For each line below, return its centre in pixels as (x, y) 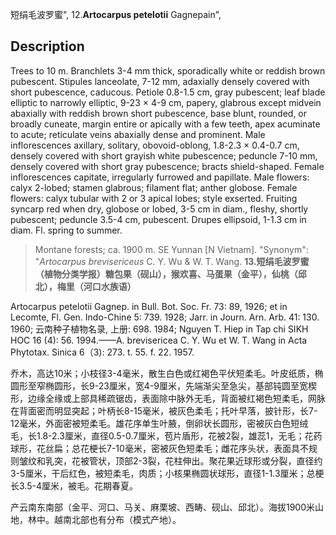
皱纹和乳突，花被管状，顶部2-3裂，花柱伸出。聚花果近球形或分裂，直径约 (170, 460)
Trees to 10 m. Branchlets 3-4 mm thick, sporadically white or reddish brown (168, 70)
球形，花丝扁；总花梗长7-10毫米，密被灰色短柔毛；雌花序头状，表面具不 (159, 448)
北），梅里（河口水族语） (85, 286)
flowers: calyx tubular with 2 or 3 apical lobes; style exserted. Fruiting (154, 198)
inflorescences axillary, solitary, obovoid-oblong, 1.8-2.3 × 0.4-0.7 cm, (155, 145)
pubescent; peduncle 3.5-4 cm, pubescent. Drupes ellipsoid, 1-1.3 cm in (158, 219)
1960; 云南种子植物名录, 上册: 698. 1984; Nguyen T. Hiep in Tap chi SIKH (159, 329)
